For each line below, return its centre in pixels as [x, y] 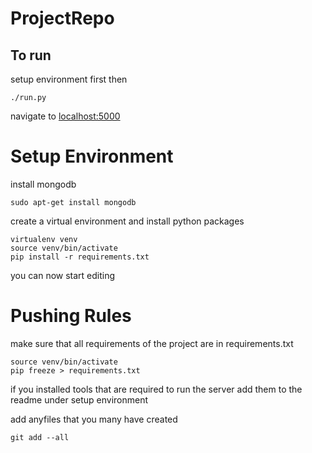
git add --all [40, 437]
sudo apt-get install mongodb [73, 202]
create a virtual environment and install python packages [127, 221]
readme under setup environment [79, 399]
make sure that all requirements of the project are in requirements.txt [152, 343]
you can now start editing [63, 275]
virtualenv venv [44, 239]
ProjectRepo [62, 18]
